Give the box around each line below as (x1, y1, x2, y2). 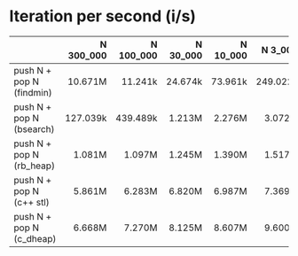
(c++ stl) (13, 196, 51, 208)
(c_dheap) (13, 232, 57, 244)
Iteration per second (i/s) (9, 6, 197, 27)
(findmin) (13, 86, 52, 98)
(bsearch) (13, 122, 55, 135)
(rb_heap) (13, 159, 56, 172)
